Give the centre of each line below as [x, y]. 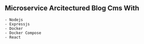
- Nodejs [14, 19]
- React [13, 37]
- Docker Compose [23, 33]
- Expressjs [17, 24]
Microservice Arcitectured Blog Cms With [72, 8]
